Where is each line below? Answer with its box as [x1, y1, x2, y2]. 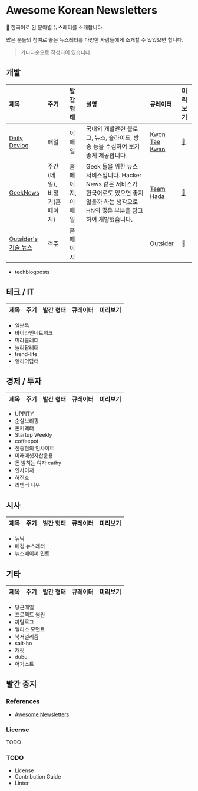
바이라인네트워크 [14, 329, 53, 336]
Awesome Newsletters [14, 711, 70, 718]
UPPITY [14, 410, 34, 417]
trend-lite [14, 350, 38, 357]
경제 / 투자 [6, 376, 42, 386]
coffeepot [14, 437, 39, 445]
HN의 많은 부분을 [85, 206, 131, 215]
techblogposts [14, 268, 50, 275]
